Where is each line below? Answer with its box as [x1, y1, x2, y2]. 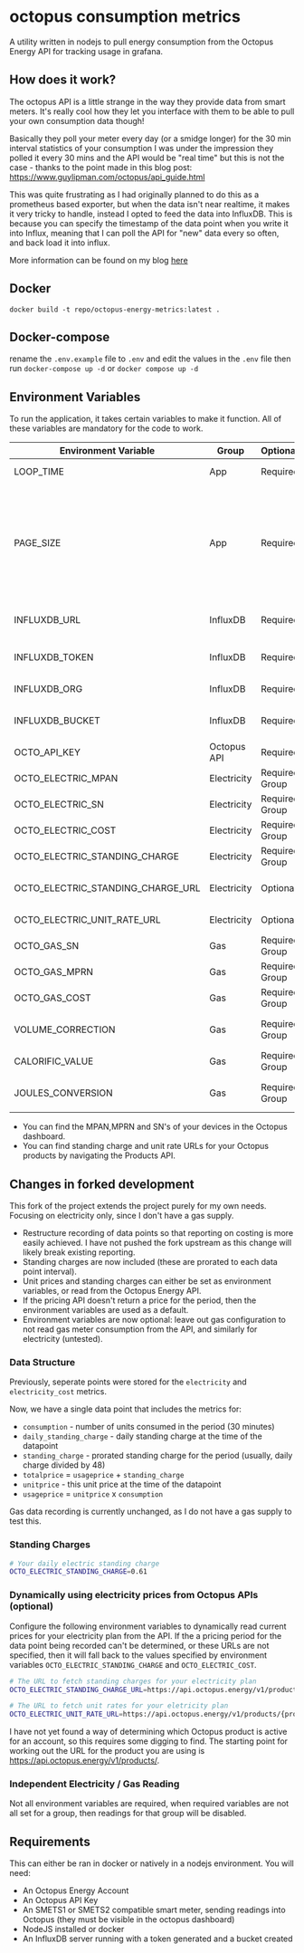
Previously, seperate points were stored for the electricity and [9, 1376, 247, 1387]
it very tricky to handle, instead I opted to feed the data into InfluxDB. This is [9, 208, 293, 219]
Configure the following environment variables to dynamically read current [9, 1621, 287, 1632]
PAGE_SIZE [14, 537, 62, 550]
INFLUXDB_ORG [14, 683, 83, 695]
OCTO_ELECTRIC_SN [14, 799, 104, 811]
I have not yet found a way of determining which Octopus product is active [9, 1727, 288, 1738]
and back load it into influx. [9, 237, 110, 248]
